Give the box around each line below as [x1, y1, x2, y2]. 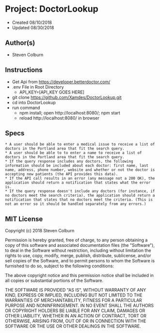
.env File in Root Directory [12, 84, 64, 90]
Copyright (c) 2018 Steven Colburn [5, 228, 75, 234]
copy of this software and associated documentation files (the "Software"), [5, 242, 155, 248]
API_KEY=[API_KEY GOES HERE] [19, 89, 85, 95]
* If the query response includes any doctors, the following [5, 159, 133, 164]
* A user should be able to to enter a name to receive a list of [5, 150, 142, 155]
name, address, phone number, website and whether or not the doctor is [5, 167, 155, 172]
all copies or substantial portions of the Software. [5, 277, 103, 283]
